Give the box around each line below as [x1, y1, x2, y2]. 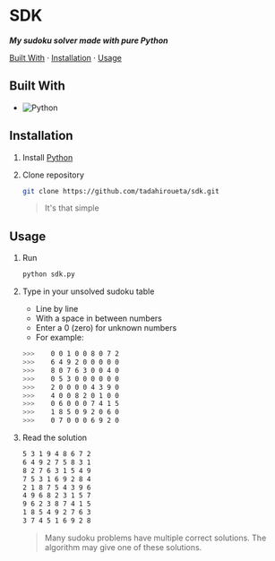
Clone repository [21, 169, 85, 180]
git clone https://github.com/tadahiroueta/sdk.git [21, 186, 219, 195]
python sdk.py [21, 270, 75, 279]
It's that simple [44, 203, 100, 213]
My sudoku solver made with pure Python [9, 35, 168, 46]
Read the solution [21, 432, 88, 443]
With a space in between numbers [35, 313, 163, 324]
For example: [35, 332, 84, 343]
